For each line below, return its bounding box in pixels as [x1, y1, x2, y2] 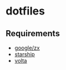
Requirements [5, 28, 60, 39]
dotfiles [5, 4, 45, 18]
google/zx [14, 44, 40, 51]
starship [14, 51, 35, 58]
